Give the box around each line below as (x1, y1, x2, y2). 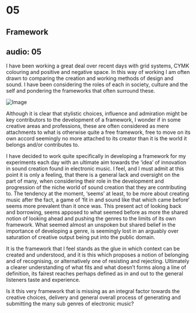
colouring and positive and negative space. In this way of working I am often (6, 69, 190, 76)
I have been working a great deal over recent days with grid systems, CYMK (6, 62, 190, 69)
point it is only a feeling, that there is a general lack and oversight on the (6, 171, 180, 179)
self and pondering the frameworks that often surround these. (6, 87, 156, 95)
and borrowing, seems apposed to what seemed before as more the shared (6, 209, 188, 216)
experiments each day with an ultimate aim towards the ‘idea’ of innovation (6, 159, 187, 166)
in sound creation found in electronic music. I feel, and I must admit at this (6, 165, 184, 172)
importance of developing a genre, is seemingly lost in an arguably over (6, 227, 179, 235)
